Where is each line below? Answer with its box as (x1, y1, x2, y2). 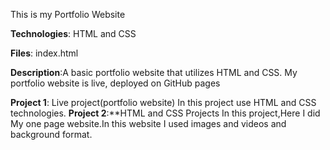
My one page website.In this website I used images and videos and (10, 118, 287, 129)
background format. (10, 129, 93, 140)
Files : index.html (10, 47, 79, 59)
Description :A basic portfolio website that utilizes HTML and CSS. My (10, 67, 298, 78)
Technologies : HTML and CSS (10, 28, 137, 39)
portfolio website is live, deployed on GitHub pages (10, 77, 221, 89)
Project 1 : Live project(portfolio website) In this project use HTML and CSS (10, 97, 317, 108)
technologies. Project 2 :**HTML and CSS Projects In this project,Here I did (10, 107, 321, 119)
